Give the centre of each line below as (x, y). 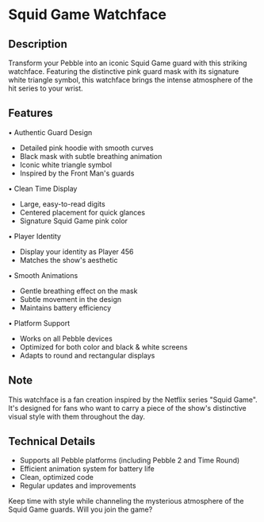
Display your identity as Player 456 (77, 251)
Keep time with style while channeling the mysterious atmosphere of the (126, 501)
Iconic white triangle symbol (66, 164)
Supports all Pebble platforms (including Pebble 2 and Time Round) (130, 460)
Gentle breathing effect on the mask (78, 291)
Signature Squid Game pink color (74, 221)
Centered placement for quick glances (82, 212)
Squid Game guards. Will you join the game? (80, 509)
